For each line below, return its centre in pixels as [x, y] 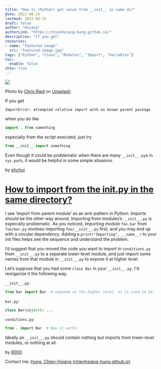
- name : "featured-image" [31, 46]
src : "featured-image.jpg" [37, 50]
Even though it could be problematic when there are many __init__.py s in [79, 155]
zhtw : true [16, 69]
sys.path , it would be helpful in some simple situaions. [59, 160]
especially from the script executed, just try [48, 137]
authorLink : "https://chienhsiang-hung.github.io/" [58, 32]
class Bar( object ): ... [29, 310]
